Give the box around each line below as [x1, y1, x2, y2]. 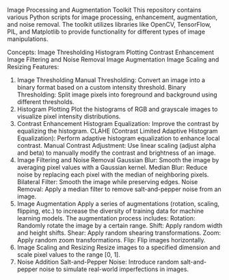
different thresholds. [16, 98, 75, 105]
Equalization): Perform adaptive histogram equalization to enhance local [16, 134, 220, 142]
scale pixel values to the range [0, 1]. [16, 251, 121, 259]
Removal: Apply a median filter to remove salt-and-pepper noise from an [16, 185, 222, 193]
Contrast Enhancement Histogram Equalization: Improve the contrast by [16, 120, 219, 127]
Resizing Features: [7, 63, 59, 71]
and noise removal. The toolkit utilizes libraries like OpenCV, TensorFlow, [7, 21, 212, 28]
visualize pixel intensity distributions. [16, 112, 121, 120]
